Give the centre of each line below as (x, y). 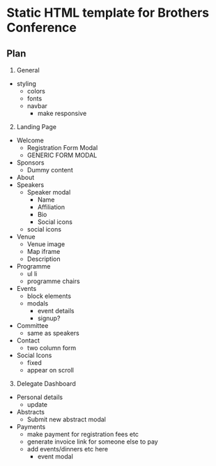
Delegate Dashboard (46, 384)
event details (56, 311)
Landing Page (37, 127)
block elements (49, 296)
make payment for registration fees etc (83, 434)
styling (26, 84)
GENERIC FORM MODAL (62, 155)
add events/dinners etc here (68, 449)
